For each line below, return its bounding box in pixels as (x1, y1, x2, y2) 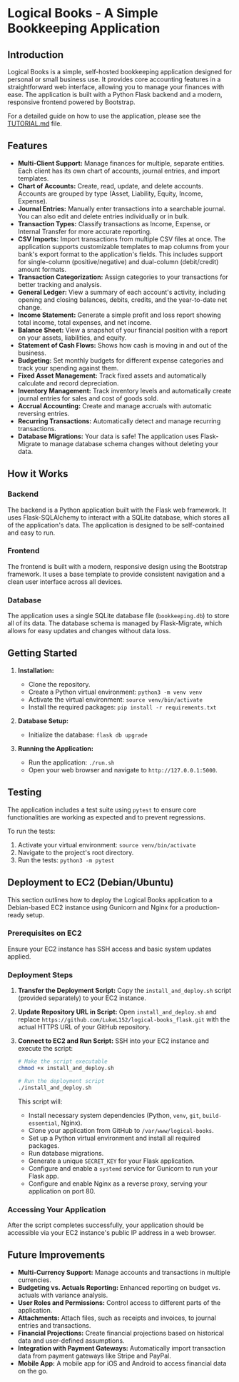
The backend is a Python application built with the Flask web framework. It (7, 505, 227, 514)
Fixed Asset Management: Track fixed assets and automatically (17, 371, 207, 380)
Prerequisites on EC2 (7, 928, 82, 938)
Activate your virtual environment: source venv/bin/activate (17, 840, 196, 849)
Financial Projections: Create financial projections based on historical (17, 1328, 225, 1337)
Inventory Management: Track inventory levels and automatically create (17, 386, 232, 395)
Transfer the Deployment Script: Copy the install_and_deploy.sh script (17, 987, 232, 995)
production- (185, 903, 220, 912)
